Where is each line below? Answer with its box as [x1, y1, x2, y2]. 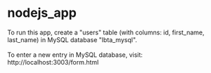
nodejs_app [7, 5, 77, 21]
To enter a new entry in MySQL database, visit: [7, 51, 143, 59]
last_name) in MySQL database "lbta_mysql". [7, 35, 137, 44]
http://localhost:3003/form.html [7, 58, 99, 66]
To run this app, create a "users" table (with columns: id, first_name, [7, 28, 205, 36]
